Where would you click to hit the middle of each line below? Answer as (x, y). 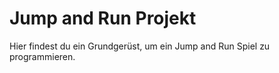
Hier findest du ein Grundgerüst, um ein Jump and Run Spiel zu (140, 46)
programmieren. (42, 56)
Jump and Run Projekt (103, 18)
